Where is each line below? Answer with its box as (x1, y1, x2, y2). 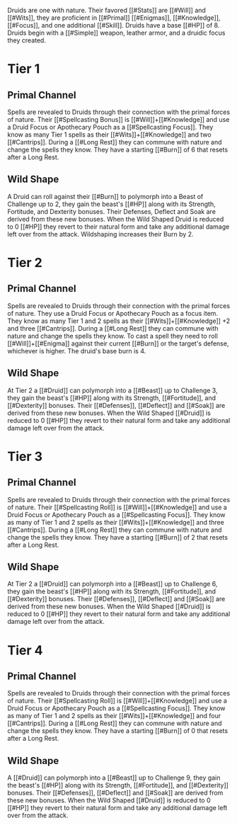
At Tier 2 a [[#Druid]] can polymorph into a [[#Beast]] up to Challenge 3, (7, 386, 218, 394)
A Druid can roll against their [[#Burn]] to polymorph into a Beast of (7, 192, 204, 200)
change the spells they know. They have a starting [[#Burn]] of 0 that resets (7, 727, 229, 735)
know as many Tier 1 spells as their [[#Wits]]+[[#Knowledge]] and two (7, 130, 212, 139)
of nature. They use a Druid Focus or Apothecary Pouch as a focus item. (7, 309, 218, 317)
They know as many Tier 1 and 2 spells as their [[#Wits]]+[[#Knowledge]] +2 (7, 317, 231, 325)
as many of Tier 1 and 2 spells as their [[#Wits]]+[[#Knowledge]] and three (7, 518, 224, 526)
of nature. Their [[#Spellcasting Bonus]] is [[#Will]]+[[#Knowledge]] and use (7, 115, 230, 123)
